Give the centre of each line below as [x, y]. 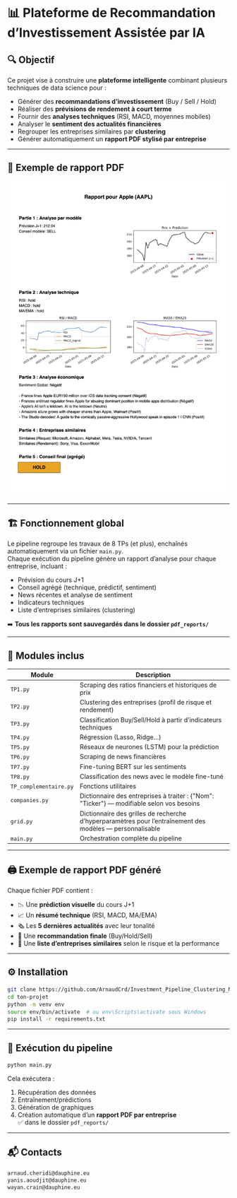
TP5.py [20, 748]
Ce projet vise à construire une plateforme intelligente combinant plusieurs [117, 80]
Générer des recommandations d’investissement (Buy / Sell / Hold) [117, 101]
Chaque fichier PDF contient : [50, 891]
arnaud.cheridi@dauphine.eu [49, 1173]
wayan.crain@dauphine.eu [44, 1187]
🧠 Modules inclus [46, 656]
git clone [22, 989]
